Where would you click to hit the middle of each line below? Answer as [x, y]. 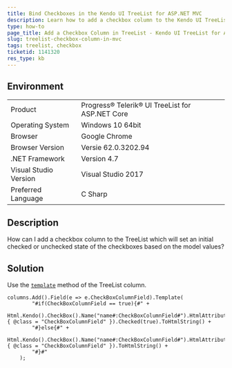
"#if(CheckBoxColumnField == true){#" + [91, 304]
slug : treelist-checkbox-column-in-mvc [65, 39]
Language [27, 198]
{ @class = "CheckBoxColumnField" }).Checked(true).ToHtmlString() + [109, 322]
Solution [26, 268]
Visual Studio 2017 [112, 174]
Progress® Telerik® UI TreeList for [136, 105]
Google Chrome [107, 136]
